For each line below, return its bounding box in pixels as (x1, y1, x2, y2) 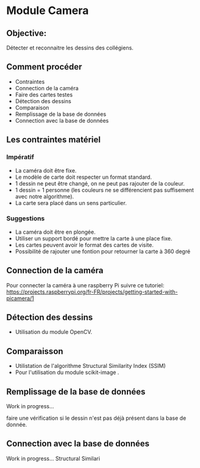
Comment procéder (6, 62, 82, 72)
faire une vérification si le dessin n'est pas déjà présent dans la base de (6, 414, 187, 422)
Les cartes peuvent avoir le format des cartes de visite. (15, 241, 154, 248)
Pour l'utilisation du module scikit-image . (15, 369, 120, 376)
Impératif (6, 153, 35, 162)
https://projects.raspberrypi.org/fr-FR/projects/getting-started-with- (6, 288, 178, 295)
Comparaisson (6, 346, 63, 356)
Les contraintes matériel (6, 135, 101, 145)
